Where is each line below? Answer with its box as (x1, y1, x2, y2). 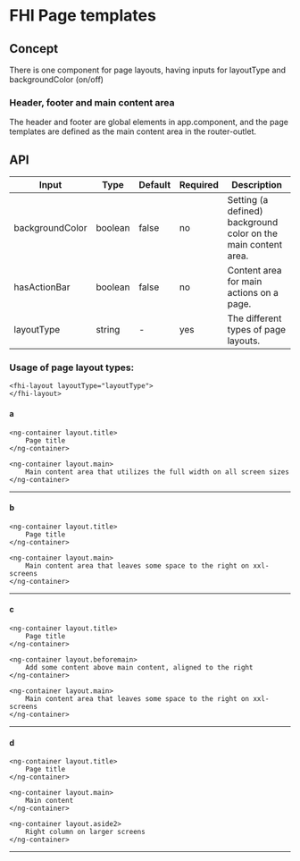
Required (179, 179, 219, 191)
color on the (227, 227, 279, 240)
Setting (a (227, 194, 269, 207)
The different (227, 312, 282, 325)
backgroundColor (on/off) (9, 74, 104, 85)
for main (227, 275, 262, 288)
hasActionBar (13, 281, 71, 293)
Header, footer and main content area (9, 96, 175, 108)
